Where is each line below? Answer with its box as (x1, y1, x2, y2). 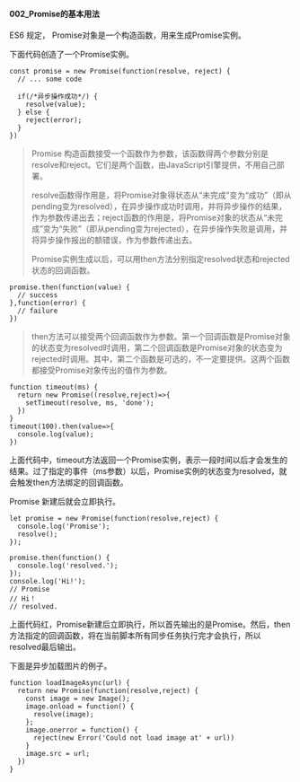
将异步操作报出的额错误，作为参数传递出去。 (31, 234, 198, 246)
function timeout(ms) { (9, 382, 99, 392)
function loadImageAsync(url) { (9, 679, 130, 688)
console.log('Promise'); (17, 522, 110, 532)
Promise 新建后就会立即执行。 (9, 496, 121, 507)
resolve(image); (32, 710, 94, 719)
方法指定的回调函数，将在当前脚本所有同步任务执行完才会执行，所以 (9, 630, 261, 641)
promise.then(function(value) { (9, 283, 130, 292)
